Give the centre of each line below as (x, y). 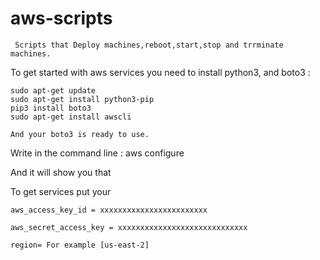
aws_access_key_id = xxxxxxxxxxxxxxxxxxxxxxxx (109, 210)
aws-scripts (61, 18)
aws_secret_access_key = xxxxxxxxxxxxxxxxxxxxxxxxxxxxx (129, 227)
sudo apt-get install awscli (71, 117)
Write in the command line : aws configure (97, 153)
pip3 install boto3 (51, 108)
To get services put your (61, 191)
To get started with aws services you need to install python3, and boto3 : (160, 72)
